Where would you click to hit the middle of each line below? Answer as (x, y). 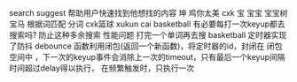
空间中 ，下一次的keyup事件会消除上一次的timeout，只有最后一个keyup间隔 (147, 57)
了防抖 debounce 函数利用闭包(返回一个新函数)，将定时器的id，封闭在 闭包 (146, 46)
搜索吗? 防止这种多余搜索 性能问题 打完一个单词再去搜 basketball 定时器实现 (148, 35)
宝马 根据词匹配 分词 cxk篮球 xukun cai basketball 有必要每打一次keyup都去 (147, 24)
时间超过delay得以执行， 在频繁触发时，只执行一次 (102, 68)
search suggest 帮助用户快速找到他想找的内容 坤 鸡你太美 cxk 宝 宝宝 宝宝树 (148, 13)
